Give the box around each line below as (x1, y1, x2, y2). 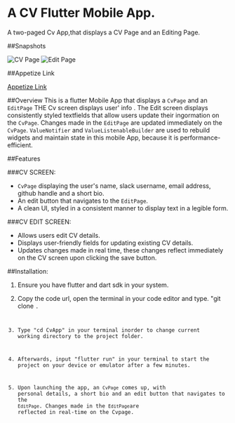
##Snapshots (7, 41, 46, 50)
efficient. (7, 140, 33, 149)
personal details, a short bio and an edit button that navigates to (17, 391, 226, 398)
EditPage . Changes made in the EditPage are (17, 403, 140, 410)
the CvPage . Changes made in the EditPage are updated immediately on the (7, 118, 222, 127)
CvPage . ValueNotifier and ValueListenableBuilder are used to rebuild (7, 126, 210, 134)
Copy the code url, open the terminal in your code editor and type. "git (17, 294, 221, 302)
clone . (17, 302, 39, 310)
